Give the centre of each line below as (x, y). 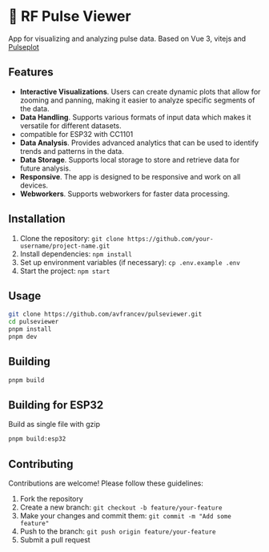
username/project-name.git (65, 246)
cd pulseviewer (34, 322)
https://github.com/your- (170, 239)
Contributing (41, 464)
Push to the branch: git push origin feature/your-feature (118, 531)
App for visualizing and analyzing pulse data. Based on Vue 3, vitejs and (127, 38)
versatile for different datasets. (70, 125)
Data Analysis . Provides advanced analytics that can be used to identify (139, 143)
